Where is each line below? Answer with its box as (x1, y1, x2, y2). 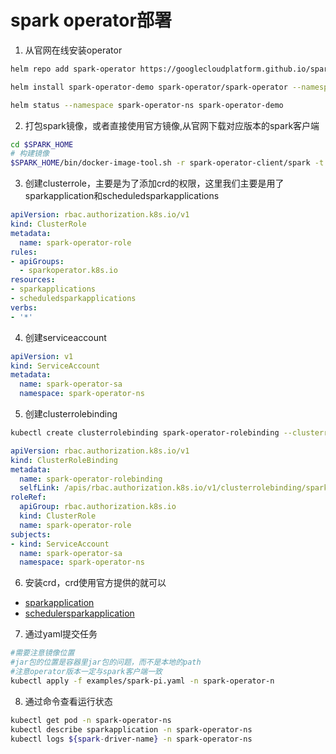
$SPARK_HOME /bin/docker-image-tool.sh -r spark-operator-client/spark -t (10, 158, 325, 168)
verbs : (10, 302, 38, 313)
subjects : (10, 529, 52, 540)
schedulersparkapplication (24, 607, 135, 620)
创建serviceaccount (24, 331, 107, 343)
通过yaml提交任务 (24, 628, 98, 640)
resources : (10, 275, 56, 285)
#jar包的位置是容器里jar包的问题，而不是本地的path (10, 657, 202, 668)
